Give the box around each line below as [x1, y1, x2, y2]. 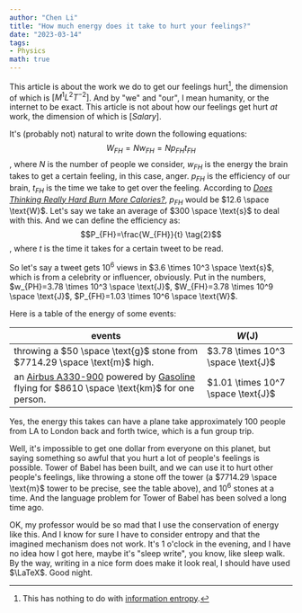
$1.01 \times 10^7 [206, 376, 286, 388]
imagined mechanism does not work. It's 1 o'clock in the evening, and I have [9, 538, 291, 549]
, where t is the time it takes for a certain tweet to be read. [9, 244, 224, 254]
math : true [9, 55, 50, 64]
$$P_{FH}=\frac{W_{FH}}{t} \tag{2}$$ [80, 229, 222, 240]
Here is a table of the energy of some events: [9, 307, 177, 319]
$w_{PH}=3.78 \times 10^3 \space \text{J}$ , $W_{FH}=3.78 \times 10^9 [9, 280, 274, 292]
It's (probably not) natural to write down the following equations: [9, 129, 247, 139]
